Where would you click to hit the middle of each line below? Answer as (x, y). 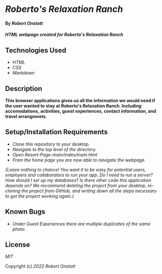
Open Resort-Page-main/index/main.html (55, 154)
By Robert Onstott (24, 23)
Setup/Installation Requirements (56, 132)
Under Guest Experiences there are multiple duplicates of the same (81, 224)
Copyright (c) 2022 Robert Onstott (40, 266)
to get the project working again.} (40, 196)
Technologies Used (36, 50)
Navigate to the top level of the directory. (54, 149)
